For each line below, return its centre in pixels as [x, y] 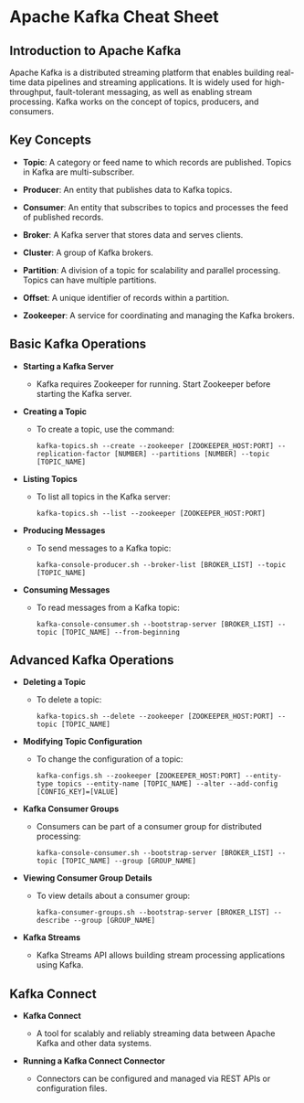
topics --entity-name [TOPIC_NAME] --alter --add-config [168, 784]
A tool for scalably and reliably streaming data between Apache [156, 1033]
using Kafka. [60, 965]
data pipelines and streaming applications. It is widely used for [145, 82]
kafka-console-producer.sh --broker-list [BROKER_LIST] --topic [161, 564]
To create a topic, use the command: [105, 429]
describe [53, 921]
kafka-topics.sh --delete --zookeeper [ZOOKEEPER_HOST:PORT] [155, 717]
